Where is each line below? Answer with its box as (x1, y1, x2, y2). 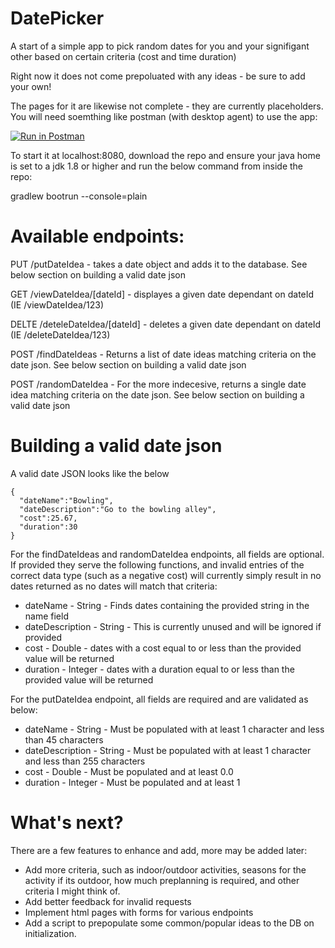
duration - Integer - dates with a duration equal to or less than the (24, 663, 295, 675)
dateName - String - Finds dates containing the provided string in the (24, 599, 310, 611)
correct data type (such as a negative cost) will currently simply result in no (10, 569, 322, 581)
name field (24, 610, 69, 622)
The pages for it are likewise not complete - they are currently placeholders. (10, 100, 324, 112)
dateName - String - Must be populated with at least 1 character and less (24, 723, 325, 735)
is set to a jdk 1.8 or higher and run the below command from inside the (10, 160, 303, 172)
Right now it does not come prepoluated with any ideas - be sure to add (10, 70, 306, 82)
